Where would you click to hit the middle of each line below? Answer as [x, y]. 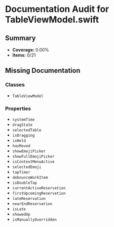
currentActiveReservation [39, 188]
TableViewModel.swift [52, 20]
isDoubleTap [24, 183]
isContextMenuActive [33, 162]
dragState [22, 125]
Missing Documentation [43, 71]
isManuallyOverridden [34, 220]
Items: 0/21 [24, 55]
